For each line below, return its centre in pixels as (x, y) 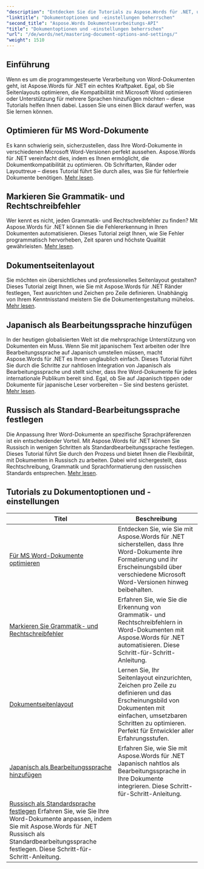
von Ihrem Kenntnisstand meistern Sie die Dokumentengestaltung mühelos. (100, 299)
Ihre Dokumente (141, 779)
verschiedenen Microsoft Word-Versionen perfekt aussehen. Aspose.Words (101, 152)
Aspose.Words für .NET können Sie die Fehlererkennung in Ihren (87, 227)
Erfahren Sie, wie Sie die (152, 600)
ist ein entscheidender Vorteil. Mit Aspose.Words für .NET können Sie (93, 441)
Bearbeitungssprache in (152, 771)
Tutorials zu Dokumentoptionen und (76, 492)
